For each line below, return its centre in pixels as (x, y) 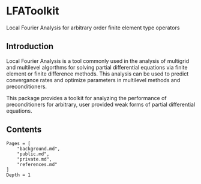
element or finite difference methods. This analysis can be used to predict (97, 74)
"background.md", (39, 149)
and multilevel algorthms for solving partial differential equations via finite (97, 67)
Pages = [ (19, 143)
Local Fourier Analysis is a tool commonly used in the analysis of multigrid (98, 61)
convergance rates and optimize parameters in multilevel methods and (93, 80)
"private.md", (34, 159)
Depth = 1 (19, 175)
